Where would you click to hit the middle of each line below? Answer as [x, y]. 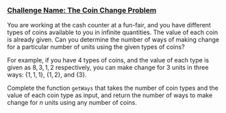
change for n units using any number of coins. [72, 103]
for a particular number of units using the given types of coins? [96, 47]
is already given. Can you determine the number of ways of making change [113, 40]
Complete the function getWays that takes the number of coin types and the [113, 88]
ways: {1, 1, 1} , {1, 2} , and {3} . [47, 75]
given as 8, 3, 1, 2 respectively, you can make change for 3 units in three [108, 68]
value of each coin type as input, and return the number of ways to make [110, 95]
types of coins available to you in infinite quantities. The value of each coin [112, 32]
